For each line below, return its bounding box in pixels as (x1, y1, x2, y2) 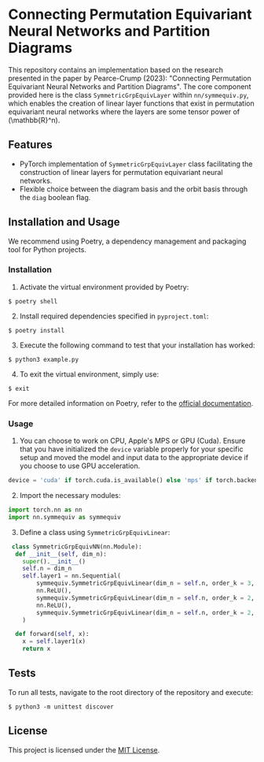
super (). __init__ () (22, 557, 86, 565)
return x (22, 645, 51, 653)
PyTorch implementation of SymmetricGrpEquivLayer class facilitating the (19, 159, 253, 169)
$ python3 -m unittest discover (8, 703, 114, 711)
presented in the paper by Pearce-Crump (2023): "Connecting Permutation (8, 73, 251, 83)
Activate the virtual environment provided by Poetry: (19, 282, 189, 292)
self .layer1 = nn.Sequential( (22, 572, 122, 580)
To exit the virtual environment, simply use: (19, 369, 159, 379)
